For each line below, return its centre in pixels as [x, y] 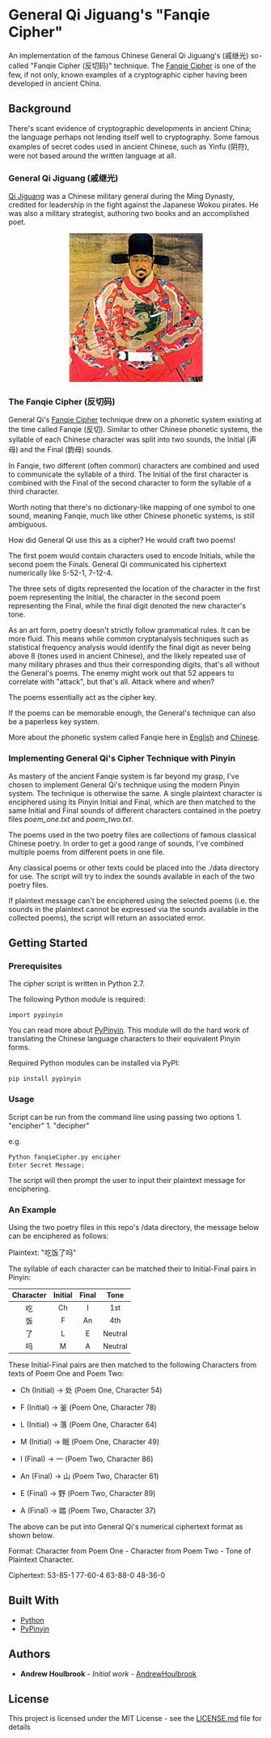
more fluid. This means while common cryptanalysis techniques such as [129, 639]
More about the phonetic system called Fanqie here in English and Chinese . [134, 737]
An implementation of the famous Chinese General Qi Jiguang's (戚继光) [129, 55]
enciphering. [30, 1189]
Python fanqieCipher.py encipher [65, 1157]
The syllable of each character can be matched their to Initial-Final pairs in [132, 1269]
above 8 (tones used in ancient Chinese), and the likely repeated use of [127, 656]
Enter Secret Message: [47, 1165]
